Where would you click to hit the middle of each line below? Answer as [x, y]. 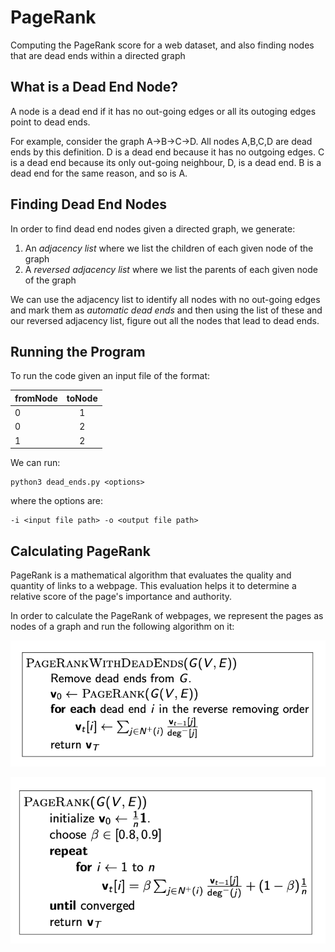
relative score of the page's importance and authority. [121, 596]
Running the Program [78, 351]
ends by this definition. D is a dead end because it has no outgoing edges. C [167, 152]
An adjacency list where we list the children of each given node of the [169, 248]
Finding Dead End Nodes [89, 204]
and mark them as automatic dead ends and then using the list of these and [166, 310]
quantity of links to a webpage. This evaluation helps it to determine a [153, 585]
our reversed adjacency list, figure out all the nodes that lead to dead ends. [165, 320]
